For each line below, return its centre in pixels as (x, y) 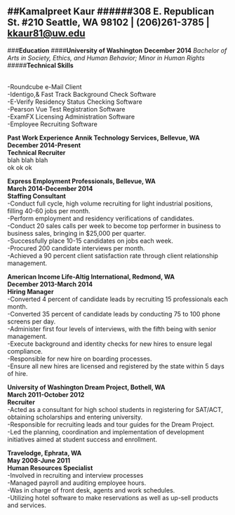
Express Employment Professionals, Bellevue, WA (82, 181)
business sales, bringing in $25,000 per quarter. (76, 234)
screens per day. (32, 321)
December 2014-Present (44, 145)
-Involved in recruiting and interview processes (75, 476)
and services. (27, 505)
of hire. (18, 374)
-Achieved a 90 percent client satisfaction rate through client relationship (113, 256)
